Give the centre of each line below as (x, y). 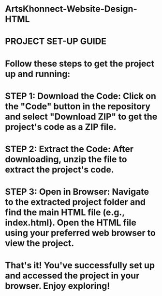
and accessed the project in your (72, 276)
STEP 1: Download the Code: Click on (81, 96)
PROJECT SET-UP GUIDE (56, 41)
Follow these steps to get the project (80, 63)
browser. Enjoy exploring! (58, 286)
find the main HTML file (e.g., (65, 212)
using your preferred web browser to (80, 233)
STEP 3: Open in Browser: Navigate (77, 192)
